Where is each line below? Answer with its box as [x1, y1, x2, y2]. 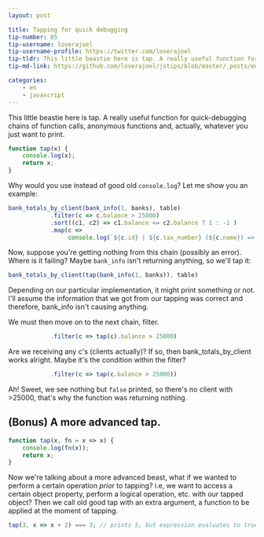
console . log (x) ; [22, 152, 76, 160]
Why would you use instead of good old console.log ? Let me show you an [8, 181, 248, 189]
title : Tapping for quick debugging [8, 25, 128, 34]
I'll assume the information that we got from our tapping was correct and [8, 294, 244, 303]
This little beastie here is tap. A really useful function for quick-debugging [8, 112, 247, 122]
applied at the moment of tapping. [8, 506, 119, 516]
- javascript [22, 91, 65, 99]
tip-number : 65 [8, 33, 58, 41]
